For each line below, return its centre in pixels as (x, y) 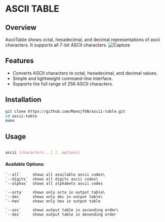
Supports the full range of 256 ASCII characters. (63, 83)
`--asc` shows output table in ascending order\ (62, 210)
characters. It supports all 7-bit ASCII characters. (56, 45)
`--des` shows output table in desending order (61, 215)
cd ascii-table (21, 116)
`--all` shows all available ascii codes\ (55, 175)
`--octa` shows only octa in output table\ (55, 193)
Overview (21, 28)
